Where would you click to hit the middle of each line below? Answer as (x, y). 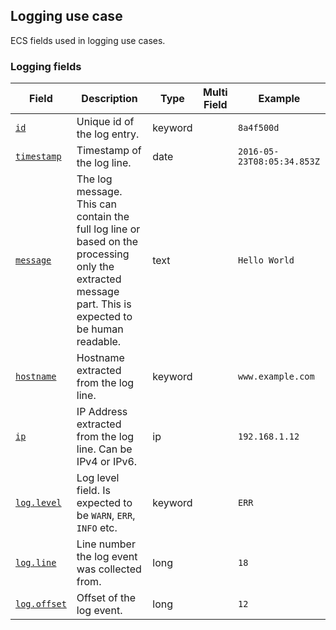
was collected (109, 569)
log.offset (41, 604)
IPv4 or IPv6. (107, 462)
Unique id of (105, 122)
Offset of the (106, 598)
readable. (99, 342)
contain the (103, 217)
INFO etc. (97, 528)
